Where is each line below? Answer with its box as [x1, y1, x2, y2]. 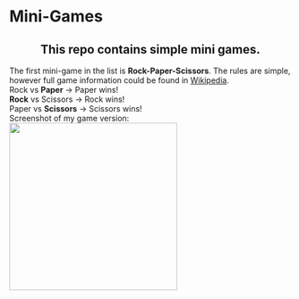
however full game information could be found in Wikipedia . [9, 75, 230, 86]
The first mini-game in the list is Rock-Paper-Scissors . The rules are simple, [9, 65, 291, 76]
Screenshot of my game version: [9, 113, 130, 123]
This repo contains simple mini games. [39, 42, 261, 57]
